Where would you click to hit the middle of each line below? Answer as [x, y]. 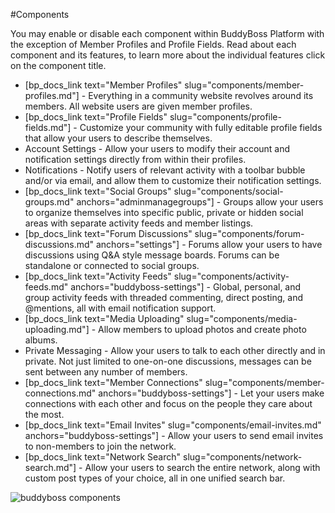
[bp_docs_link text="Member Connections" [113, 382]
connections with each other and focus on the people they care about [168, 403]
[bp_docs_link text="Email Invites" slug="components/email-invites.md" [173, 425]
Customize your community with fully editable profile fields [201, 127]
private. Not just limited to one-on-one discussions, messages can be [168, 361]
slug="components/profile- [225, 117]
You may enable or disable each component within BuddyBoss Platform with [167, 33]
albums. [41, 340]
